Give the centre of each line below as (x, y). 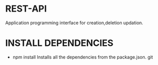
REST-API (26, 9)
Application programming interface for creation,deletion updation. (74, 23)
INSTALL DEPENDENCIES (59, 43)
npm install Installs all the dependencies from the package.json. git (83, 57)
